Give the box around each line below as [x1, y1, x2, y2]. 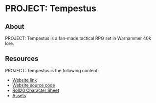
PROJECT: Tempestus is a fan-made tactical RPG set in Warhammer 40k [5, 35, 152, 41]
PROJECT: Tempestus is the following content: [5, 67, 99, 73]
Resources [5, 55, 39, 63]
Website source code [12, 82, 55, 88]
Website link [12, 77, 37, 83]
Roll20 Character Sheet [12, 87, 60, 93]
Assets [12, 92, 26, 98]
